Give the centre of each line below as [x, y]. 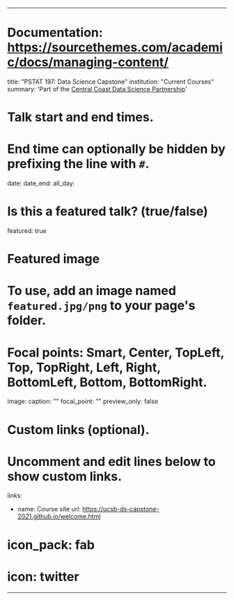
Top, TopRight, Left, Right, [84, 367]
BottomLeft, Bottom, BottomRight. [107, 382]
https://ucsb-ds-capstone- [121, 509]
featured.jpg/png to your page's [101, 306]
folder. [27, 321]
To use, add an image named [92, 291]
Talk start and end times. [80, 118]
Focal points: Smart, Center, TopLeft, [116, 352]
